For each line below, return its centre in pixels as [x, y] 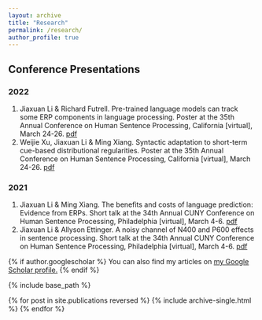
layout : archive [35, 15]
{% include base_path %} [50, 285]
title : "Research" [38, 23]
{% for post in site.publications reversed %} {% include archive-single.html [130, 300]
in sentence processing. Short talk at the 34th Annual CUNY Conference [137, 238]
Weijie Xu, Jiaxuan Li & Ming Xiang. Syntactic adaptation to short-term [133, 142]
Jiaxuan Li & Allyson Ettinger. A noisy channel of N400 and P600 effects [137, 230]
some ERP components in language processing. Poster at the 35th [127, 117]
